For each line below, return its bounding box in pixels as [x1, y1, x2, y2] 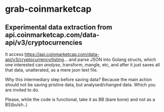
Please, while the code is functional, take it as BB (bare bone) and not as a [5, 97, 156, 102]
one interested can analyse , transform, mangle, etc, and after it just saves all [5, 62, 160, 67]
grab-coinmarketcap [5, 3, 92, 15]
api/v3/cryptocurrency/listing [5, 56, 64, 62]
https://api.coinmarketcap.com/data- [24, 52, 99, 57]
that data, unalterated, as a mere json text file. [5, 67, 98, 73]
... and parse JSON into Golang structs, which [63, 56, 156, 62]
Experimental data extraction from [5, 23, 112, 31]
